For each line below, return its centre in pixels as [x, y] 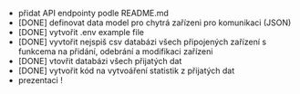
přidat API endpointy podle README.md [93, 13]
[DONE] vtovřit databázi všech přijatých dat [100, 61]
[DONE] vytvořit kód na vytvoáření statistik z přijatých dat [126, 70]
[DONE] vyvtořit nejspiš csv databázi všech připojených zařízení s [142, 42]
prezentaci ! [41, 80]
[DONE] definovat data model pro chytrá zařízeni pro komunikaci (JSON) [155, 23]
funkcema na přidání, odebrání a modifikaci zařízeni [115, 52]
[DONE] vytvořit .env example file [81, 32]
